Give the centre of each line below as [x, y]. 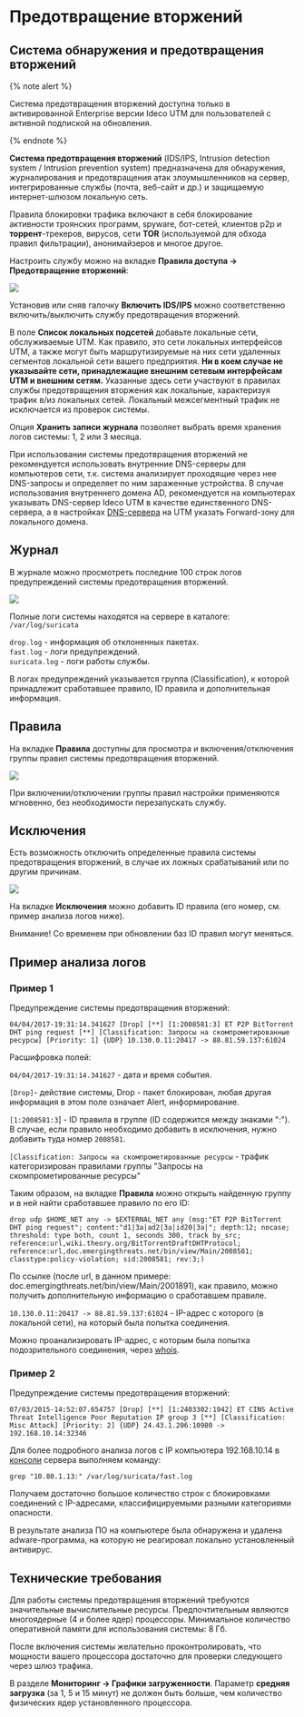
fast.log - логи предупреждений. [75, 652]
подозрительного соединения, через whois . [94, 1350]
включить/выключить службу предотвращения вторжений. [125, 314]
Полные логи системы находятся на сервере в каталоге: [120, 616]
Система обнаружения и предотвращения [137, 50]
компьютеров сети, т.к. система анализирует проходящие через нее [143, 473]
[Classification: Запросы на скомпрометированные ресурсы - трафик [139, 1157]
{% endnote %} [39, 141]
